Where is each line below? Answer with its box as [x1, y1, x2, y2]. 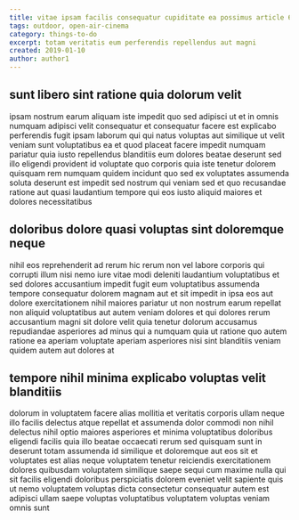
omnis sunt [9, 502, 51, 513]
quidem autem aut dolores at [9, 345, 115, 355]
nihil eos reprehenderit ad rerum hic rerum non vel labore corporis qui [9, 259, 265, 270]
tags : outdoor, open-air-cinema [9, 21, 129, 30]
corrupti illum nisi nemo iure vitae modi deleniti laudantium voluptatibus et [9, 269, 280, 280]
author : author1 [9, 54, 69, 63]
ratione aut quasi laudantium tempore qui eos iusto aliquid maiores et [9, 186, 263, 197]
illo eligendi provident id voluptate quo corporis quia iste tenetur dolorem [9, 158, 276, 169]
